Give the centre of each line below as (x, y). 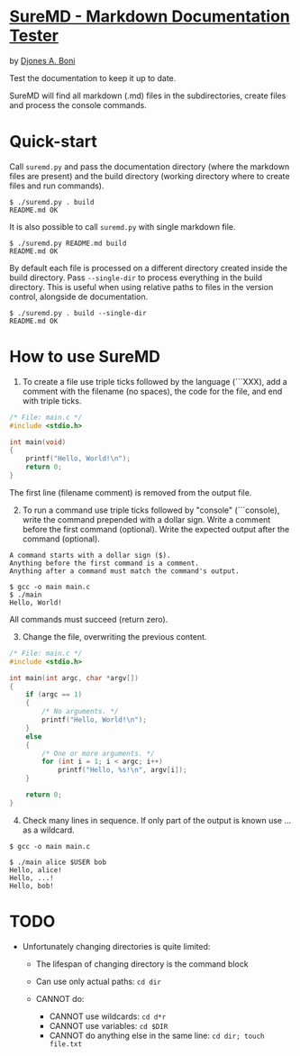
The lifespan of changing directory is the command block (142, 964)
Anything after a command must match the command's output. (125, 571)
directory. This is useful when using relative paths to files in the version (141, 287)
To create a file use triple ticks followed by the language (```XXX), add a (155, 381)
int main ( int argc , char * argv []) (74, 678)
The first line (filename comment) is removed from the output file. (131, 492)
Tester (34, 36)
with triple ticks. (52, 401)
